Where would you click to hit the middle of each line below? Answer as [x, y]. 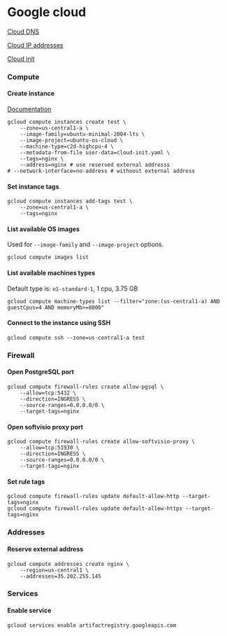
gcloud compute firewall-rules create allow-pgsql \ [86, 387]
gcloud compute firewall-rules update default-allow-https [95, 509]
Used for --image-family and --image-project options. [86, 244]
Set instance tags [33, 186]
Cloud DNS [23, 32]
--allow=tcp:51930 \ [50, 448]
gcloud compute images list [48, 257]
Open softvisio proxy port [45, 427]
